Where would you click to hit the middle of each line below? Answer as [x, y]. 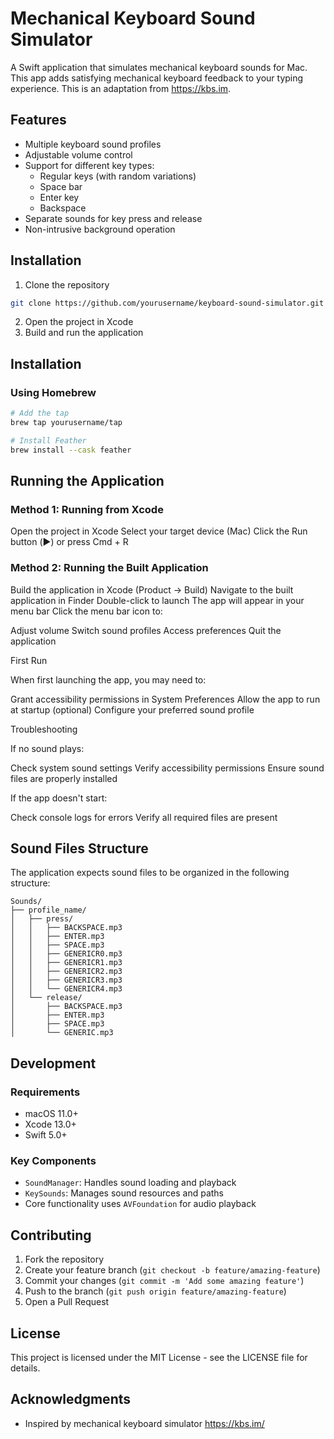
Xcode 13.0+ [50, 1124]
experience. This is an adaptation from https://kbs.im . [121, 88]
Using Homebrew [53, 392]
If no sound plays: [47, 748]
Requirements [45, 1092]
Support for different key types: [89, 165]
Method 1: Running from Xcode [87, 509]
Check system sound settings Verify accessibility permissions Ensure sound [167, 768]
